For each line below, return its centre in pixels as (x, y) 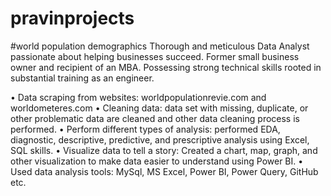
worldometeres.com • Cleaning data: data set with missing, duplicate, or (159, 108)
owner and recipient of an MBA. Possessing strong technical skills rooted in (166, 67)
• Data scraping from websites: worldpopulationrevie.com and (138, 97)
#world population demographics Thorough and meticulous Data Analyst (160, 46)
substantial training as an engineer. (82, 78)
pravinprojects (72, 18)
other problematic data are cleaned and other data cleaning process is (155, 118)
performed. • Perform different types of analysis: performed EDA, (145, 129)
